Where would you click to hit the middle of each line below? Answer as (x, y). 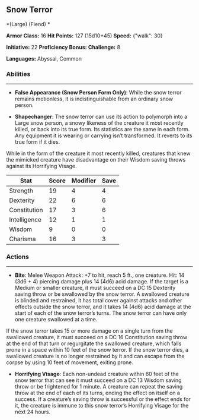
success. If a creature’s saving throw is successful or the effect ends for (103, 399)
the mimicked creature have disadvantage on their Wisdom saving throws (96, 160)
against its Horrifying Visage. (41, 166)
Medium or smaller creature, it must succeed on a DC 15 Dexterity (95, 288)
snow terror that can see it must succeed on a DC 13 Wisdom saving (98, 380)
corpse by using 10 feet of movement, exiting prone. (70, 362)
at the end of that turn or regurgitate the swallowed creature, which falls (94, 343)
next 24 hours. (33, 412)
